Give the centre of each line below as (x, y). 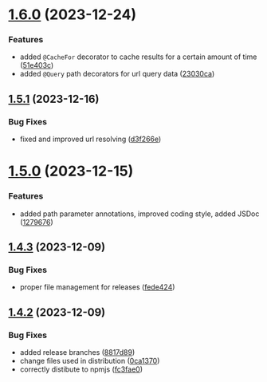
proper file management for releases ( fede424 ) (97, 287)
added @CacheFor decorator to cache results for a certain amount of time (138, 57)
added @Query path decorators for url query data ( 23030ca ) (117, 74)
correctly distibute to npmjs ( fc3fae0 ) (81, 369)
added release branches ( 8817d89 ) (77, 352)
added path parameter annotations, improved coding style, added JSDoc (139, 214)
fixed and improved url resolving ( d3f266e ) (90, 139)
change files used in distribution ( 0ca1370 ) (90, 361)
